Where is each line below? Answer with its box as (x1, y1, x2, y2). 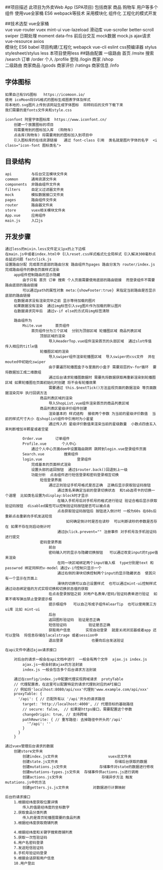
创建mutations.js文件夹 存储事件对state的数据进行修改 (22, 764, 154, 770)
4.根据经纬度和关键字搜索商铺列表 (14, 830, 73, 835)
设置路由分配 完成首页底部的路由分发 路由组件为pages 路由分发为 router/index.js (5, 262, 155, 267)
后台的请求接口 (5, 794, 31, 800)
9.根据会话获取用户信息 (14, 856, 54, 861)
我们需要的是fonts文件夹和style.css (5, 108, 72, 113)
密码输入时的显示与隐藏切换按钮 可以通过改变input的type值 (48, 550, 158, 555)
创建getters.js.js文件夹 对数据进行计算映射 (22, 785, 126, 790)
